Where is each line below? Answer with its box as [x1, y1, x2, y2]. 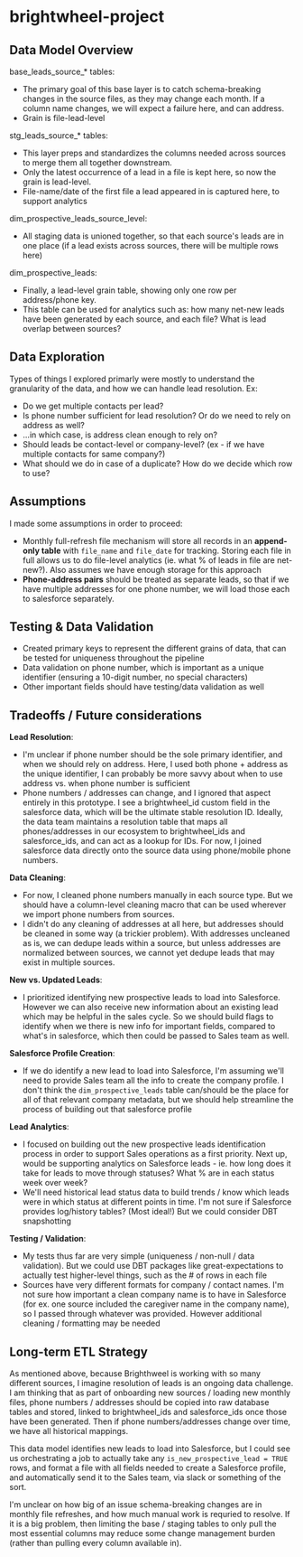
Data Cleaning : [9, 872, 66, 883]
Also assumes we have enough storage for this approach [49, 564, 262, 575]
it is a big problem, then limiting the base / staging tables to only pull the [9, 1518, 277, 1529]
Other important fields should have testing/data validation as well [22, 681, 264, 692]
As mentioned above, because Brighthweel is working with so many [9, 1368, 262, 1379]
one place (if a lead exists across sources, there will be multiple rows [22, 240, 280, 250]
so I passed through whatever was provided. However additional [22, 1308, 262, 1319]
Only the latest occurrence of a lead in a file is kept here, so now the [22, 167, 277, 177]
